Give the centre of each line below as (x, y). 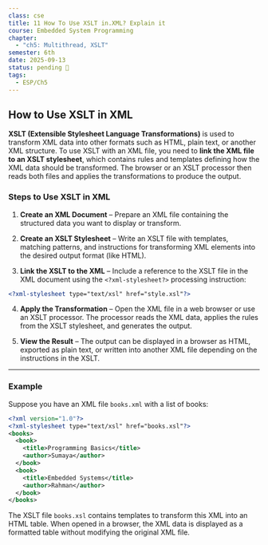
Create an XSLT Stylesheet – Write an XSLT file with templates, (124, 238)
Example (26, 386)
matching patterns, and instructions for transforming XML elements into (138, 247)
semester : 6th (32, 53)
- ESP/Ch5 (32, 82)
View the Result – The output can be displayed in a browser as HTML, (135, 342)
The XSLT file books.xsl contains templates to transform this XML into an (128, 515)
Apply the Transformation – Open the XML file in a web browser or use (137, 309)
